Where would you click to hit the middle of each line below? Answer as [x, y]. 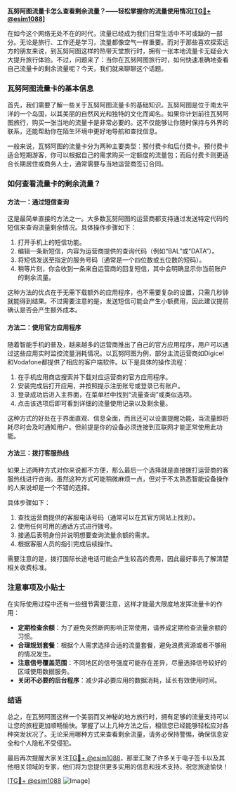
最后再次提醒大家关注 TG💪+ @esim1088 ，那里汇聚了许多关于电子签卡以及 [113, 758]
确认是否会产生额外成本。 [44, 310]
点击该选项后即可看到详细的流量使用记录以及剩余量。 [94, 403]
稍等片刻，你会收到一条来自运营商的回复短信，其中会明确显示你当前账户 [122, 269]
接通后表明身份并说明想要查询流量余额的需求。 [85, 535]
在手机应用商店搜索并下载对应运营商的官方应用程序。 [94, 377]
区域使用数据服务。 [45, 672]
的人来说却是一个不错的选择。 [50, 487]
